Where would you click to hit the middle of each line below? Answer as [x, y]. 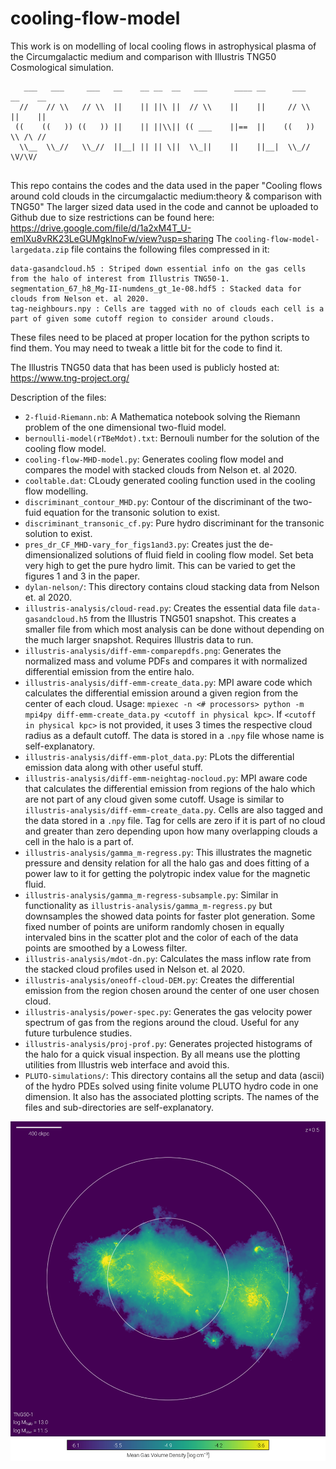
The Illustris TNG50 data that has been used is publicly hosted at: [145, 367]
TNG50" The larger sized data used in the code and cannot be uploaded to [164, 206]
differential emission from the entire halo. [109, 671]
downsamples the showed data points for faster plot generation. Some [170, 916]
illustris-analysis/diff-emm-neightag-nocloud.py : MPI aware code [166, 778]
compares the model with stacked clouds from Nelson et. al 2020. [161, 469]
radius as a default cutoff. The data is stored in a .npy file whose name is [174, 735]
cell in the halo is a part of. [79, 841]
